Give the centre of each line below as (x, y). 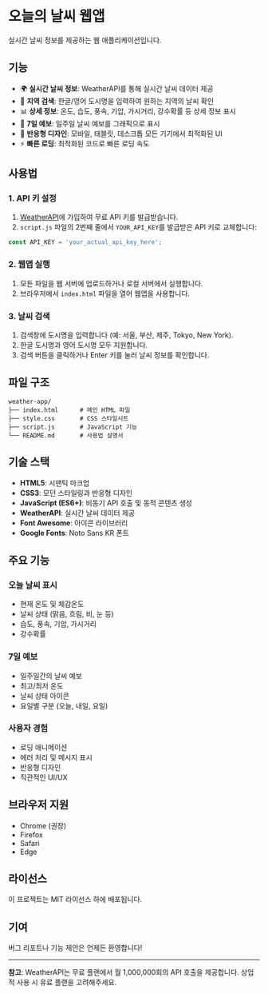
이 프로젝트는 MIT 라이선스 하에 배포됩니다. (75, 900)
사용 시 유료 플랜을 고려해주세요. (67, 982)
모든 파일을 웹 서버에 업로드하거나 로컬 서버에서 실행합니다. (111, 283)
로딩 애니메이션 (43, 747)
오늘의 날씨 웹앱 (57, 16)
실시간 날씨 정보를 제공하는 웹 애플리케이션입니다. (85, 40)
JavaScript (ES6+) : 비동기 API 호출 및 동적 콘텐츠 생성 (106, 503)
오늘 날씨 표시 (33, 585)
